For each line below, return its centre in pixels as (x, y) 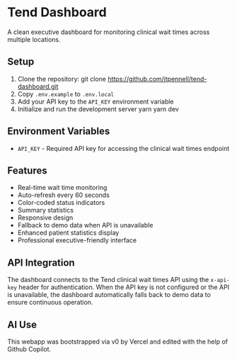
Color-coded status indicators (61, 203)
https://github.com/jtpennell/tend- (157, 79)
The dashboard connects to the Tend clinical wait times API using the (108, 280)
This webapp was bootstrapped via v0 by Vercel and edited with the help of (118, 342)
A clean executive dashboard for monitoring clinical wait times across (109, 32)
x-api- (220, 281)
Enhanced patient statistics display (68, 233)
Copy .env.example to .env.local (66, 94)
